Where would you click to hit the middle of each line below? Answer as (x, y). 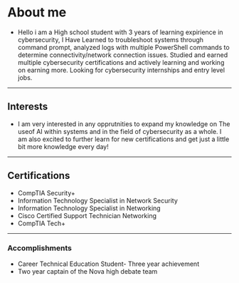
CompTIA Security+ (47, 192)
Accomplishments (40, 248)
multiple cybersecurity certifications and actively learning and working (121, 62)
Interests (28, 107)
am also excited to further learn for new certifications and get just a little (123, 139)
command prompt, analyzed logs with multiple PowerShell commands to (123, 47)
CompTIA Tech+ (42, 223)
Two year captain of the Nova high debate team (87, 271)
